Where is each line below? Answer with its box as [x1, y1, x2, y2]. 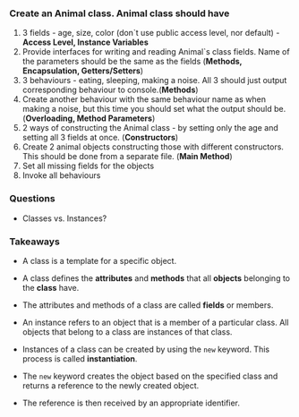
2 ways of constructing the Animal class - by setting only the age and [21, 123, 279, 133]
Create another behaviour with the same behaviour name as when [21, 94, 267, 105]
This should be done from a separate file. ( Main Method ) [21, 151, 233, 162]
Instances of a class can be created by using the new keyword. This [21, 344, 270, 354]
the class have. [21, 282, 80, 293]
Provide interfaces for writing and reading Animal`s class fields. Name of [21, 47, 290, 57]
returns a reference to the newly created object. [21, 379, 200, 391]
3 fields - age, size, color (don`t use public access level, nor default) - [21, 28, 280, 38]
